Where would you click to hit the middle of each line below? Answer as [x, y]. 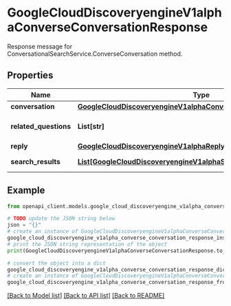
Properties [30, 75]
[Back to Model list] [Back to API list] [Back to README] [86, 296]
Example [26, 191]
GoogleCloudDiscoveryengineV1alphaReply [151, 146]
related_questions [41, 126]
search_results [35, 161]
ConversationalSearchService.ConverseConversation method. [95, 54]
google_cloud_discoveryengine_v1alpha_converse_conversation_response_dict [118, 269]
